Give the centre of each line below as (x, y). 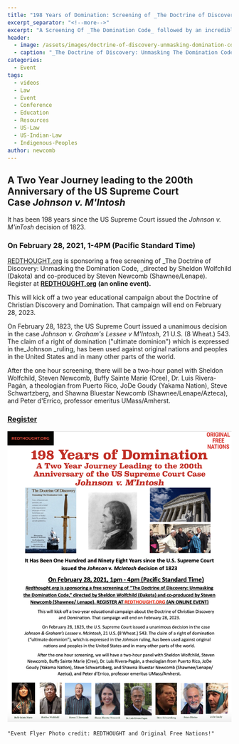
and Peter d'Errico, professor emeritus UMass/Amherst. (89, 401)
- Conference (33, 105)
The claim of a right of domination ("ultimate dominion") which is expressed (118, 341)
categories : (25, 61)
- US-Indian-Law (38, 135)
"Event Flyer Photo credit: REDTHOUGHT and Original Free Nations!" (111, 734)
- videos (27, 83)
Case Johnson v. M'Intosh (67, 202)
